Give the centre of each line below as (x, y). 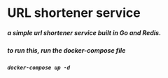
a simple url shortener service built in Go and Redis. (84, 32)
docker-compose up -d (39, 67)
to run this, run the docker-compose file (66, 51)
